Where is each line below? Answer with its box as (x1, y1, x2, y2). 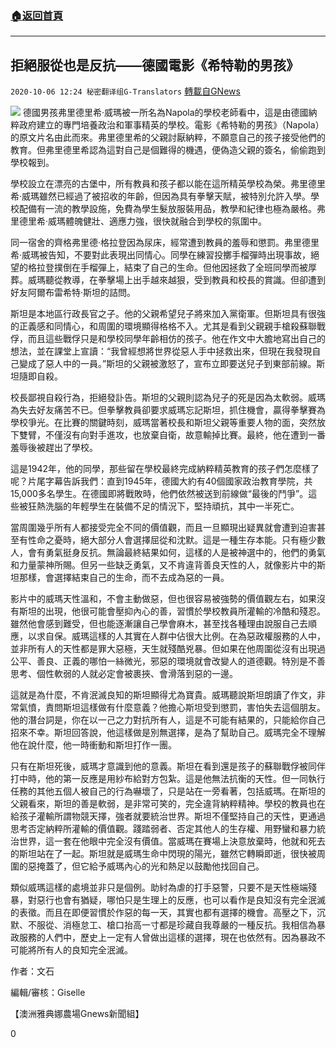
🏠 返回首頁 (10, 8, 64, 22)
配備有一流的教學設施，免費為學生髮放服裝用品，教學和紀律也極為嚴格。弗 (18, 203, 326, 215)
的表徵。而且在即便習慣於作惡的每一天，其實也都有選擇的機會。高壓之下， (10, 907, 317, 919)
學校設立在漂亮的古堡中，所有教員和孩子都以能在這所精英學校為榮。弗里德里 (10, 178, 326, 190)
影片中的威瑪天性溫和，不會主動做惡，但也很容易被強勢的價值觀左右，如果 (10, 593, 317, 605)
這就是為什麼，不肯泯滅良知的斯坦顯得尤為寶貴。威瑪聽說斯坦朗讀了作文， (10, 689, 317, 701)
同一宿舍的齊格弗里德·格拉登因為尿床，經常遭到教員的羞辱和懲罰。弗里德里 (10, 237, 320, 249)
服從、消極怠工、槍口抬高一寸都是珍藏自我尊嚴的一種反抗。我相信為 (36, 919, 317, 931)
